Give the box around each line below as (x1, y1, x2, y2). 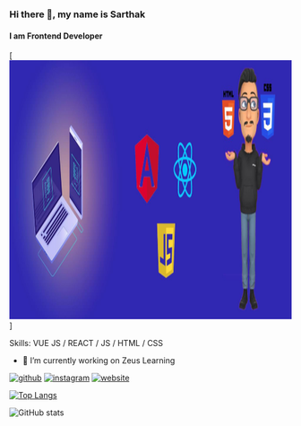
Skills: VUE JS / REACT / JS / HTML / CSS (9, 338, 164, 349)
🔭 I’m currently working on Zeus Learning (21, 355, 176, 366)
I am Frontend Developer (9, 30, 103, 41)
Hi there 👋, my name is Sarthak (9, 8, 146, 21)
